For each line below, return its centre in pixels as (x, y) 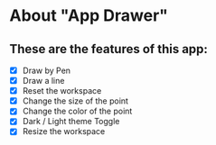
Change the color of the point (77, 111)
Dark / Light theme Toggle (71, 122)
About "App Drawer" (89, 16)
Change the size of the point (75, 101)
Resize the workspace (64, 131)
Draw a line (43, 81)
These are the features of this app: (108, 49)
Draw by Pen (46, 70)
